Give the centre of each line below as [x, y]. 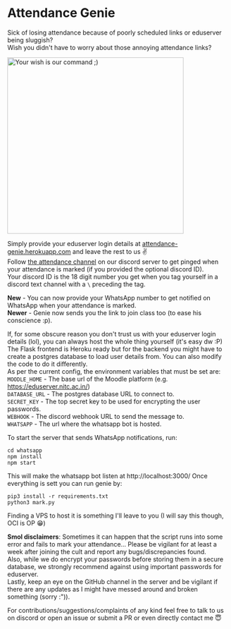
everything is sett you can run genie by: [65, 483]
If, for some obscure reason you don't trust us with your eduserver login [112, 334]
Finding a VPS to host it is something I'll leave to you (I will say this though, [115, 515]
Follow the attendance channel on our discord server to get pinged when [113, 262]
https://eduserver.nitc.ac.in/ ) [49, 386]
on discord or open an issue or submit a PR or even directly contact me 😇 [114, 618]
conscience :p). [30, 320]
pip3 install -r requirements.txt [58, 496]
